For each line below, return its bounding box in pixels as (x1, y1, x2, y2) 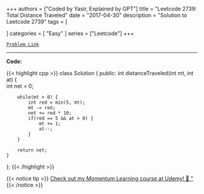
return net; (17, 147, 47, 153)
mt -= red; (28, 105, 56, 111)
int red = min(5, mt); (28, 99, 86, 105)
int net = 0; (6, 82, 34, 90)
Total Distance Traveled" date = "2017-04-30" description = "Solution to (6, 12, 187, 19)
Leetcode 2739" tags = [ (6, 18, 68, 25)
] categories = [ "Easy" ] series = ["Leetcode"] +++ (6, 30, 135, 37)
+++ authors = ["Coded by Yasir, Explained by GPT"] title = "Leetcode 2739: (6, 5, 197, 12)
